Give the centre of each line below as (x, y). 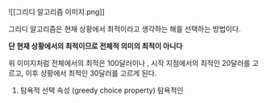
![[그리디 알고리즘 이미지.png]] (56, 12)
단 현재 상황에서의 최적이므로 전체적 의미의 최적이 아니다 (96, 46)
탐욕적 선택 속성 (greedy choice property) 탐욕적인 (102, 90)
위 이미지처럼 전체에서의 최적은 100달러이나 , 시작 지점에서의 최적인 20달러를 (129, 63)
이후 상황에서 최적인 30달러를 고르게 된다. (91, 73)
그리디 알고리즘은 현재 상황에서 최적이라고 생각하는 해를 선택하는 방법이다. (125, 29)
